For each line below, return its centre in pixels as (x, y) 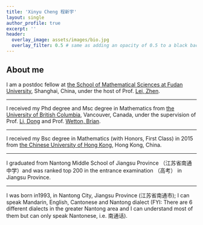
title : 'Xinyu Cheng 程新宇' (42, 12)
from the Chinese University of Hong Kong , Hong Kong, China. (84, 145)
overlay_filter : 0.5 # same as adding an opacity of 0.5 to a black (100, 46)
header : (16, 34)
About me (25, 70)
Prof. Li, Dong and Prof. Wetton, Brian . (53, 121)
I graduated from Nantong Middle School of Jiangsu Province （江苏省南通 (99, 163)
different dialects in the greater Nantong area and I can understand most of (100, 208)
